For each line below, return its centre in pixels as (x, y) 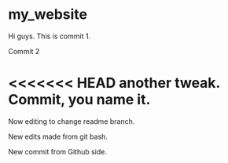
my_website (48, 14)
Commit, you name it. (79, 100)
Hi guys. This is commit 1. (50, 36)
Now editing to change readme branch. (72, 121)
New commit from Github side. (58, 151)
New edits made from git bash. (58, 136)
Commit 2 (24, 51)
